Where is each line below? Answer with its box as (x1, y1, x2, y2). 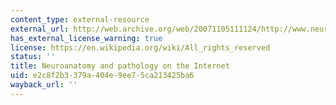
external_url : (10, 24, 70, 34)
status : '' (10, 52, 56, 62)
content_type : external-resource (10, 14, 150, 25)
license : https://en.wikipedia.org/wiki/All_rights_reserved (10, 42, 271, 53)
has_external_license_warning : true (10, 33, 163, 43)
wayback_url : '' (10, 80, 78, 90)
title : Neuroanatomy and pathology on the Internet (10, 61, 230, 71)
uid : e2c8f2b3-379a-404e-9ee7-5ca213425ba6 (10, 71, 195, 81)
